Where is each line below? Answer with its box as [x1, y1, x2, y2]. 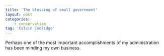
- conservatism [14, 21, 46, 26]
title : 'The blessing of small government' [5, 7, 98, 12]
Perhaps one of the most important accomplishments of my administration [5, 39, 159, 45]
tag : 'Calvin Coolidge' [5, 26, 55, 31]
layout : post [5, 12, 33, 17]
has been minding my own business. [5, 45, 81, 51]
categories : [5, 16, 30, 21]
